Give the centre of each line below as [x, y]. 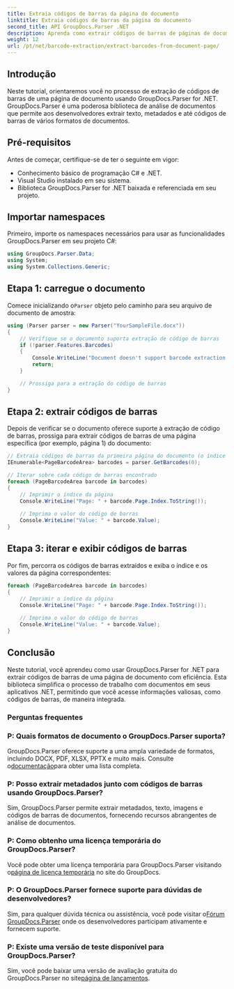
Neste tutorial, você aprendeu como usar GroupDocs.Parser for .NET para [113, 669]
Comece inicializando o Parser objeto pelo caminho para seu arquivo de [110, 305]
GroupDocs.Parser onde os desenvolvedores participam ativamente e [107, 921]
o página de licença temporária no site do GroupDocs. [84, 872]
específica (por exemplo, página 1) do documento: [79, 443]
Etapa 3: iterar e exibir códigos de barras [97, 549]
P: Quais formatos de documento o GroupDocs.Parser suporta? [117, 736]
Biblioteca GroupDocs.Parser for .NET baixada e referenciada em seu [117, 187]
